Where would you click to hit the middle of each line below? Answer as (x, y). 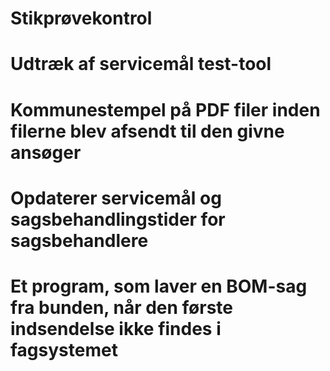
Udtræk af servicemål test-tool (141, 64)
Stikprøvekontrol (81, 18)
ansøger (46, 152)
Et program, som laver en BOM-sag (159, 286)
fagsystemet (64, 349)
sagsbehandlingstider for (118, 219)
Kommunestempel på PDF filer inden (165, 109)
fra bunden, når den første (122, 307)
